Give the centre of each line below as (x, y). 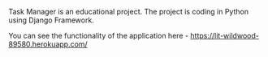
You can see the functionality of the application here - (99, 36)
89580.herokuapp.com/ (48, 44)
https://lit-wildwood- (225, 36)
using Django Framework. (52, 20)
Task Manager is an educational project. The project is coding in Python (129, 12)
